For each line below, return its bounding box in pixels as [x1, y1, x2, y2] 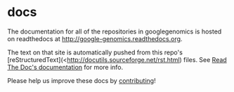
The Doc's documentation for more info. [7, 63, 124, 71]
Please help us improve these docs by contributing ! [7, 76, 156, 84]
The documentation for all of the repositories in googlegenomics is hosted [7, 27, 222, 36]
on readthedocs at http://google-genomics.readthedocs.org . [7, 34, 183, 43]
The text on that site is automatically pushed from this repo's [7, 48, 183, 56]
